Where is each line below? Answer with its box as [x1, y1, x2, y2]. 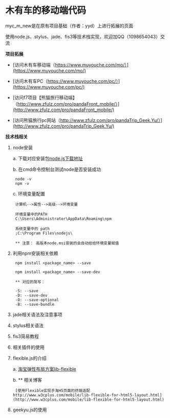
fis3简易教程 [12, 333, 39, 339]
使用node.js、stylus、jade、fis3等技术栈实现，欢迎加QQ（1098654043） [5, 33, 160, 39]
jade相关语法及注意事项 [12, 311, 62, 317]
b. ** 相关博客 [12, 376, 42, 383]
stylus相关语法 [12, 322, 44, 328]
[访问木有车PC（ [12, 78, 48, 84]
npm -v [15, 181, 29, 186]
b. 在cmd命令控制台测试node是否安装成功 [12, 166, 101, 172]
